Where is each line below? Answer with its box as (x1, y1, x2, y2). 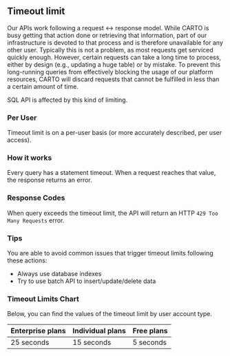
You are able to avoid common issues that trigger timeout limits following (7, 249, 213, 257)
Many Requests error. (7, 216, 65, 224)
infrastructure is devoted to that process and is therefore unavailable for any (7, 38, 224, 47)
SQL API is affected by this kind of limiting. (7, 96, 128, 104)
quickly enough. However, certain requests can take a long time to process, (7, 53, 222, 61)
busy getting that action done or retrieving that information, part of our (7, 31, 207, 39)
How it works (7, 153, 52, 163)
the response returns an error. (7, 176, 93, 185)
